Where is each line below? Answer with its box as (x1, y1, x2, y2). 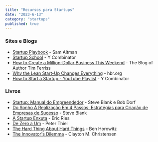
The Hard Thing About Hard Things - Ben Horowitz (12, 126, 117, 132)
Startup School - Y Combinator (12, 54, 76, 60)
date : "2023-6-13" (5, 12, 43, 17)
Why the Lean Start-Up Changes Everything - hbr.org (12, 70, 122, 76)
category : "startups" (5, 16, 50, 21)
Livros (5, 88, 21, 95)
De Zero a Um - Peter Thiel (12, 120, 68, 126)
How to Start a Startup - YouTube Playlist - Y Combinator (12, 75, 130, 81)
